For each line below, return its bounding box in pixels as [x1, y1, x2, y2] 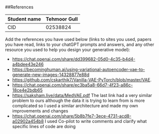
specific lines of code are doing [12, 124, 76, 129]
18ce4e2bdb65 [12, 87, 43, 93]
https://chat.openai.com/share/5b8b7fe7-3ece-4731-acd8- [12, 113, 132, 119]
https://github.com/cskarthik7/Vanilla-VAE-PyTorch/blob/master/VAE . [12, 77, 152, 82]
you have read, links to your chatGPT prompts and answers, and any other [5, 41, 155, 47]
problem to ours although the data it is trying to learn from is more [12, 97, 145, 103]
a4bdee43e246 [12, 61, 44, 67]
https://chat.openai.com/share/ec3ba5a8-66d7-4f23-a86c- [12, 82, 133, 88]
